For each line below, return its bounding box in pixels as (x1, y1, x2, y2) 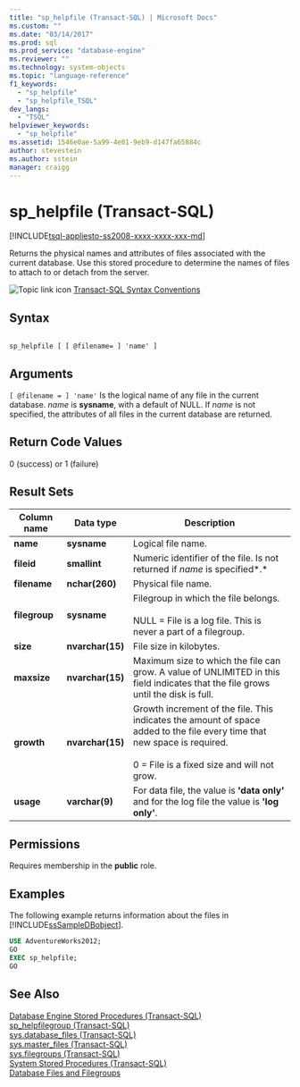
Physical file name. (132, 577, 212, 590)
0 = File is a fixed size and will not (132, 758, 274, 771)
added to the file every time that (132, 725, 267, 737)
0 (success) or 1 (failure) (9, 458, 99, 469)
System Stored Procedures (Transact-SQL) (9, 1058, 167, 1068)
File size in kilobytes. (132, 640, 221, 653)
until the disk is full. (132, 687, 214, 700)
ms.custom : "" (9, 21, 62, 30)
